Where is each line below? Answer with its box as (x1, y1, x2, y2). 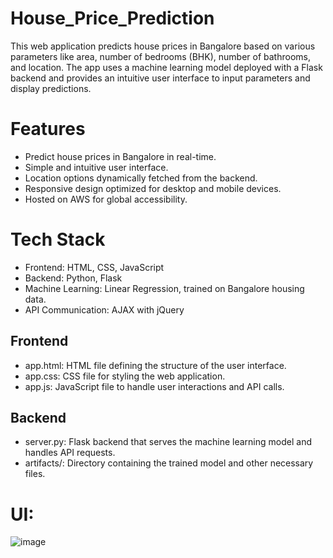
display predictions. (10, 82, 92, 94)
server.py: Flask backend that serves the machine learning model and (24, 436, 312, 448)
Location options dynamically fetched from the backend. (24, 172, 258, 184)
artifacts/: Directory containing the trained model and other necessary (24, 457, 314, 469)
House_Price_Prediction (10, 7, 215, 30)
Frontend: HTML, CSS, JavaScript (24, 261, 165, 273)
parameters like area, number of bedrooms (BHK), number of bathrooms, (10, 50, 311, 62)
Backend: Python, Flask (24, 272, 123, 284)
